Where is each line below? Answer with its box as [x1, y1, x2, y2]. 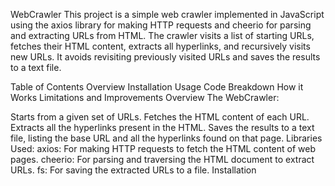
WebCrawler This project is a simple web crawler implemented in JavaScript [10, 9, 325, 20]
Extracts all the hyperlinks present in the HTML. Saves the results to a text [10, 122, 315, 133]
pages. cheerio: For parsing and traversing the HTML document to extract [10, 154, 315, 165]
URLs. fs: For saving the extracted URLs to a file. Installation [10, 164, 257, 176]
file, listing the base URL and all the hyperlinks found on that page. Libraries [10, 132, 323, 144]
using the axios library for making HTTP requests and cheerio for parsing [10, 19, 312, 31]
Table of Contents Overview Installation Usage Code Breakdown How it [10, 81, 304, 93]
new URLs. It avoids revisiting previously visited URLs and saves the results [10, 51, 321, 63]
